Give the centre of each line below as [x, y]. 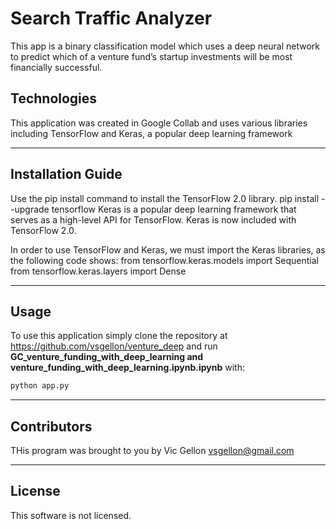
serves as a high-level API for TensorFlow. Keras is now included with [153, 219]
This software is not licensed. [71, 515]
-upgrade [30, 209]
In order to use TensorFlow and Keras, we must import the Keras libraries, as [168, 249]
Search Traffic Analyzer [111, 18]
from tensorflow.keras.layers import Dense [98, 271]
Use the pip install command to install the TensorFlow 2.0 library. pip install [165, 198]
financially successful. [56, 67]
